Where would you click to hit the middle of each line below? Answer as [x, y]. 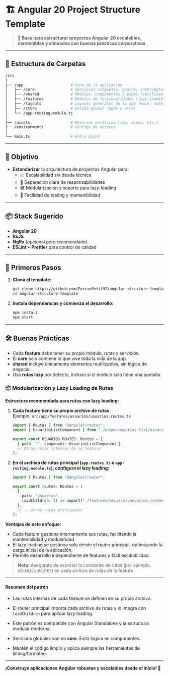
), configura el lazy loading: [80, 468]
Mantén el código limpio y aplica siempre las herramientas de [76, 648]
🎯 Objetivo [22, 157]
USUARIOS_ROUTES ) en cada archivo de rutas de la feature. [76, 570]
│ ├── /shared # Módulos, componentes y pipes [72, 94]
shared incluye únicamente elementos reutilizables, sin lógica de [80, 363]
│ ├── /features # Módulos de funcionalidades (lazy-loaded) [85, 99]
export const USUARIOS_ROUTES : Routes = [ [58, 439]
